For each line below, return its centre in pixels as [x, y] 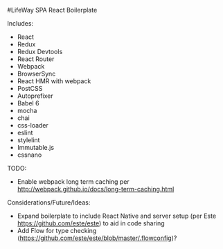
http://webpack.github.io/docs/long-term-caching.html [96, 189]
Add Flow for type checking [57, 231]
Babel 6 [28, 103]
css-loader [33, 125]
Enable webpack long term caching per [73, 182]
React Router [36, 59]
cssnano [29, 155]
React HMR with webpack [54, 81]
